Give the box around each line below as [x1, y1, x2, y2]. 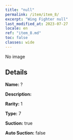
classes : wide [5, 40, 35, 45]
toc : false [5, 35, 28, 40]
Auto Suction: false [5, 129, 46, 135]
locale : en [5, 26, 28, 31]
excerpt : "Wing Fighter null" [5, 16, 68, 21]
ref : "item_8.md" [5, 30, 41, 35]
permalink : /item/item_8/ [5, 12, 59, 17]
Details [5, 68, 27, 76]
